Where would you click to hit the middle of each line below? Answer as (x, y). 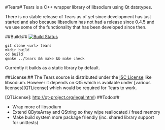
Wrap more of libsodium (37, 107)
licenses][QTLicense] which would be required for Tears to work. (71, 88)
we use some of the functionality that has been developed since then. (76, 27)
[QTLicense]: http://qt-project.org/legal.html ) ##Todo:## (62, 97)
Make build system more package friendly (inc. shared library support (83, 117)
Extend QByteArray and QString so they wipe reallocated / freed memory (86, 112)
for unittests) (25, 122)
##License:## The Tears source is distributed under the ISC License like (78, 77)
